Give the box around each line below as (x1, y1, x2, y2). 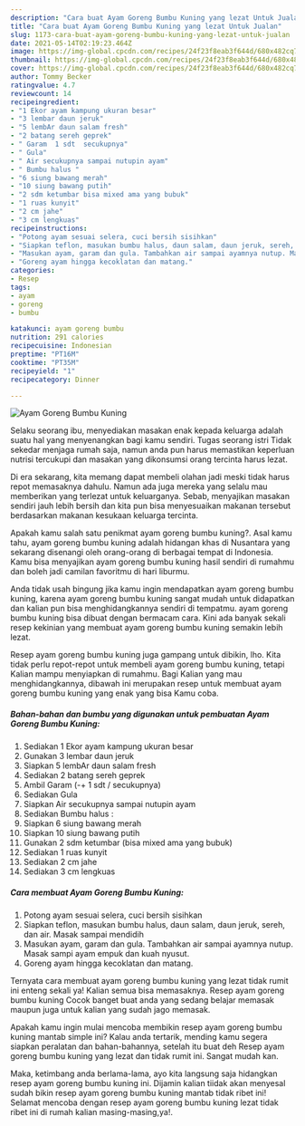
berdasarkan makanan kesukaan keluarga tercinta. (10, 510, 198, 521)
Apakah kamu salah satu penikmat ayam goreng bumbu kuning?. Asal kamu (10, 527, 292, 539)
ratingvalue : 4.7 (10, 81, 76, 90)
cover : (10, 64, 35, 73)
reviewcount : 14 (10, 89, 71, 98)
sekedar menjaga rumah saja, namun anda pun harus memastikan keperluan (10, 445, 295, 456)
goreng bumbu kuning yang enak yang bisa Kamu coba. (10, 688, 220, 698)
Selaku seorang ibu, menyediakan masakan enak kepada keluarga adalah (10, 425, 284, 436)
